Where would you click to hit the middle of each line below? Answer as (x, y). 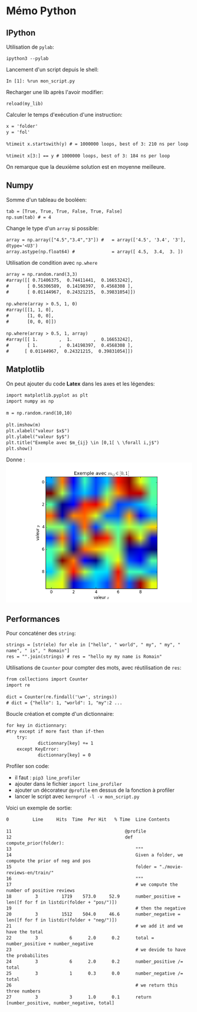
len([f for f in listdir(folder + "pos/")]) (62, 902)
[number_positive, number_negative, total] (60, 1003)
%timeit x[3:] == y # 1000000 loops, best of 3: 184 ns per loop (88, 156)
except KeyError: (38, 749)
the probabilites (27, 956)
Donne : (16, 460)
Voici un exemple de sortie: (39, 808)
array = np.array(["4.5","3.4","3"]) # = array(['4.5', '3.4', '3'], (96, 240)
